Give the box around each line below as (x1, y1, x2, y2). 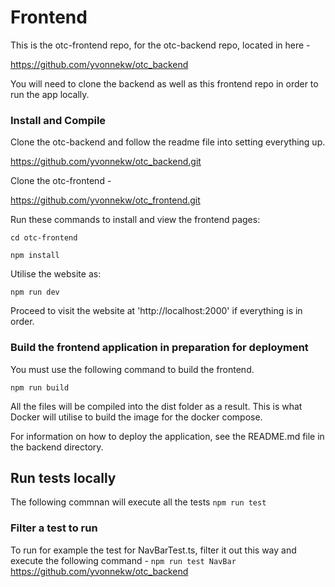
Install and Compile (10, 113, 107, 127)
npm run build (10, 382, 70, 393)
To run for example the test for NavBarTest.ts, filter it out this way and (10, 544, 297, 556)
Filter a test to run (10, 521, 98, 535)
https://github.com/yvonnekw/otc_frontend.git (10, 194, 201, 206)
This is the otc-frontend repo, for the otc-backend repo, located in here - (10, 39, 311, 51)
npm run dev (10, 287, 60, 298)
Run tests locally (10, 469, 117, 486)
